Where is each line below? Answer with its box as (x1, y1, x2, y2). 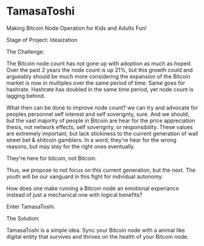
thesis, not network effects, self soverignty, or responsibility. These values (6, 123, 193, 130)
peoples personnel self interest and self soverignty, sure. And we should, (6, 110, 190, 118)
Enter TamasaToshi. (6, 203, 56, 210)
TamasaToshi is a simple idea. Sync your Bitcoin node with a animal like (6, 227, 185, 234)
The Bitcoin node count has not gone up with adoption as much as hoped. (6, 60, 192, 67)
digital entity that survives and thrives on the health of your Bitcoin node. (6, 233, 189, 240)
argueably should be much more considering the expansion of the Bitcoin (6, 72, 191, 80)
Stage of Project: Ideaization (6, 36, 78, 43)
